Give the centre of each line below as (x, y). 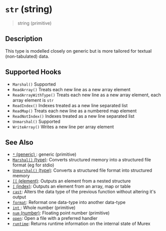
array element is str (33, 100)
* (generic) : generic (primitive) (44, 154)
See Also (19, 142)
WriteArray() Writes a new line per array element (63, 127)
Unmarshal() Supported (36, 121)
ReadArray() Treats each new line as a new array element (71, 89)
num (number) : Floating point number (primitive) (61, 213)
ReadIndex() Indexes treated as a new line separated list (70, 105)
